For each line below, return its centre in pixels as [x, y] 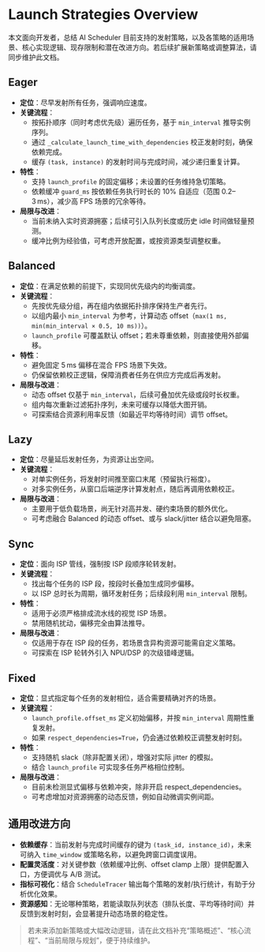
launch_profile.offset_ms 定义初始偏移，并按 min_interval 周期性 [140, 718]
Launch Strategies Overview [103, 15]
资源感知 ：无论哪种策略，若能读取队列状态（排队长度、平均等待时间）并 [137, 903]
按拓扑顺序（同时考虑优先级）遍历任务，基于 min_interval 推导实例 [141, 122]
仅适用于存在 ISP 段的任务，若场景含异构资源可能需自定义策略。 [136, 643]
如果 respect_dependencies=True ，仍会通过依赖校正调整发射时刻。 [139, 737]
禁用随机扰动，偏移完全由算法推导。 [90, 623]
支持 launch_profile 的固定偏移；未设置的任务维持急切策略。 [131, 181]
